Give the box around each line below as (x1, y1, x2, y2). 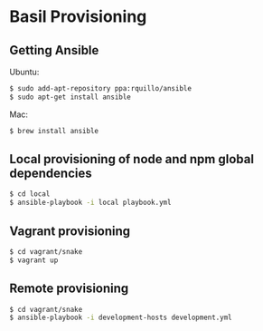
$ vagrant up (9, 256, 59, 265)
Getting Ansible (9, 43, 99, 58)
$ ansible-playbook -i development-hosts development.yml (9, 313, 232, 323)
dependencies (9, 166, 92, 181)
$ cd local (9, 190, 51, 199)
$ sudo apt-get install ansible (9, 92, 131, 102)
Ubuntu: (9, 66, 40, 77)
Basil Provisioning (9, 6, 147, 27)
